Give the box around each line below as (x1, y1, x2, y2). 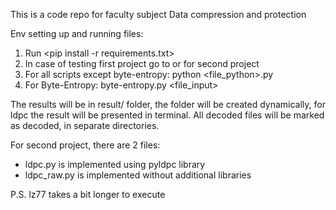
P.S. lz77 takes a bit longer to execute (10, 189, 166, 200)
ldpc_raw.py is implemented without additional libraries (24, 169, 252, 181)
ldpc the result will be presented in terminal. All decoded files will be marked (10, 109, 325, 121)
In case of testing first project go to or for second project (24, 58, 260, 69)
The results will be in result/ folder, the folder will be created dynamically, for (10, 99, 326, 110)
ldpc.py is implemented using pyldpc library (24, 159, 206, 170)
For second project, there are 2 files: (10, 139, 161, 151)
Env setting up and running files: (10, 28, 144, 39)
